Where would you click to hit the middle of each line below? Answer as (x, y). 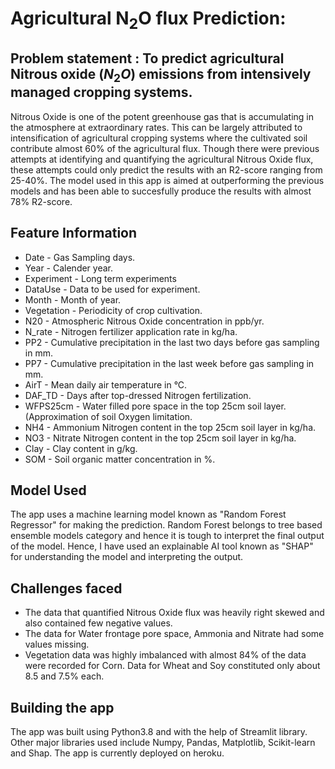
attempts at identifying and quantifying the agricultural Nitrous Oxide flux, (162, 159)
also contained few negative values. (98, 623)
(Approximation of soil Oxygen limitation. (108, 416)
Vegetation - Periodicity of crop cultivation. (113, 310)
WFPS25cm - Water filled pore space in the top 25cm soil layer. (155, 406)
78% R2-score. (41, 201)
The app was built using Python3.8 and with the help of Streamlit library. (159, 732)
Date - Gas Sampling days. (80, 257)
